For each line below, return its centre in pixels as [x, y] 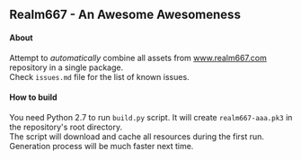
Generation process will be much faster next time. [102, 146]
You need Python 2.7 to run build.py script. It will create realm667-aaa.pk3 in [151, 117]
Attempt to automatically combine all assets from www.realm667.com [138, 58]
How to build [33, 97]
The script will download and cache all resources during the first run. [137, 136]
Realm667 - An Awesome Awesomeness [125, 15]
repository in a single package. [66, 67]
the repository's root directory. [66, 127]
